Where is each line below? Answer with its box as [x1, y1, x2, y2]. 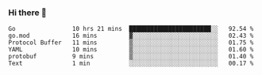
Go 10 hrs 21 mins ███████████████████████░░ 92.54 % [8, 25, 254, 33]
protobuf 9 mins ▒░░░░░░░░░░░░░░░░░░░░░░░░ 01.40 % [8, 53, 254, 61]
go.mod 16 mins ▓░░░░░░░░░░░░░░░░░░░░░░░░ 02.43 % [8, 32, 254, 40]
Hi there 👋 [8, 7, 48, 18]
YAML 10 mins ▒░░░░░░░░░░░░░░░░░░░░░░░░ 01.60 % [8, 46, 254, 54]
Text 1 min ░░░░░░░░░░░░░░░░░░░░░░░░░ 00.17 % [8, 59, 254, 68]
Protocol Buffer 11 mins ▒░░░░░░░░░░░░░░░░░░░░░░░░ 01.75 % [8, 39, 254, 47]
